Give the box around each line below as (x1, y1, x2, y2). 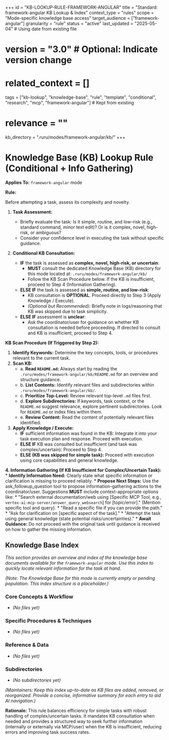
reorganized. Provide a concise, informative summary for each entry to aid (5, 692, 161, 698)
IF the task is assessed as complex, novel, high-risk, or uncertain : (20, 260, 160, 266)
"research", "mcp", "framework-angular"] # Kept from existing (5, 100, 134, 106)
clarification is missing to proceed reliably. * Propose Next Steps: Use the (5, 478, 159, 484)
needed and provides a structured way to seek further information (5, 718, 143, 724)
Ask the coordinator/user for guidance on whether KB (27, 319, 139, 325)
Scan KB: (12, 360, 33, 366)
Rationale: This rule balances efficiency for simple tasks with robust (5, 708, 147, 714)
